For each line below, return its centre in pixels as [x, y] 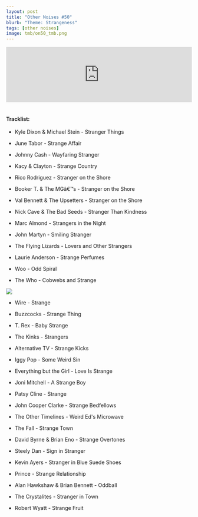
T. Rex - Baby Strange [41, 326]
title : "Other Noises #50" [39, 17]
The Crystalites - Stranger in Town [57, 497]
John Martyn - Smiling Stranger [53, 235]
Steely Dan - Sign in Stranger [50, 451]
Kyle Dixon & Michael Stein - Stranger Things [69, 132]
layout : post [22, 11]
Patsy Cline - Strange [40, 394]
